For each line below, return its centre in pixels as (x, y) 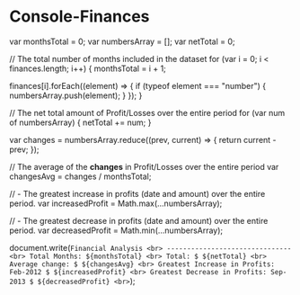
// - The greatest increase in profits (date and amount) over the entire (137, 193)
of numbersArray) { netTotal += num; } (80, 122)
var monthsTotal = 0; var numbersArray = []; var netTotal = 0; (122, 41)
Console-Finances (79, 17)
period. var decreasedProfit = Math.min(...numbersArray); (116, 230)
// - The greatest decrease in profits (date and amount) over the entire (139, 220)
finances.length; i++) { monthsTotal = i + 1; (88, 68)
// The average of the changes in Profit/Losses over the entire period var (144, 166)
